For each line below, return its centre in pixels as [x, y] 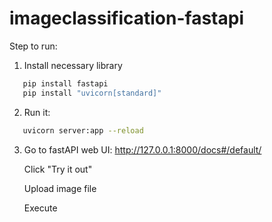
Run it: [37, 112]
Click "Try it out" [58, 169]
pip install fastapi [65, 83]
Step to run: [33, 46]
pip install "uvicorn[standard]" [92, 93]
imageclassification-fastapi [126, 18]
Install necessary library [73, 65]
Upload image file [60, 188]
